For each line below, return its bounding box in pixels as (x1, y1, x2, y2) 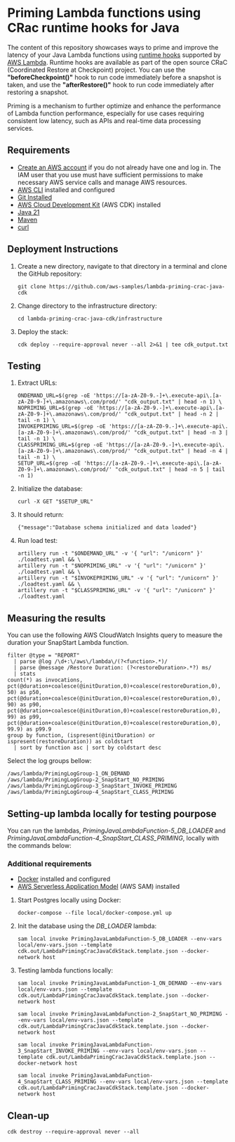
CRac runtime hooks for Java (7, 20, 180, 36)
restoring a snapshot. (7, 88, 69, 96)
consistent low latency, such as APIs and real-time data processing (7, 116, 201, 124)
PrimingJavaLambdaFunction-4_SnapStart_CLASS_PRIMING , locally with (7, 834, 220, 842)
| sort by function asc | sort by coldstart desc (13, 744, 161, 752)
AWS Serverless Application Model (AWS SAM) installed (17, 883, 180, 891)
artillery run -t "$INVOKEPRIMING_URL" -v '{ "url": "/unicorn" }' (17, 575, 219, 582)
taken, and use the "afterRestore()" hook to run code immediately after (7, 80, 214, 89)
